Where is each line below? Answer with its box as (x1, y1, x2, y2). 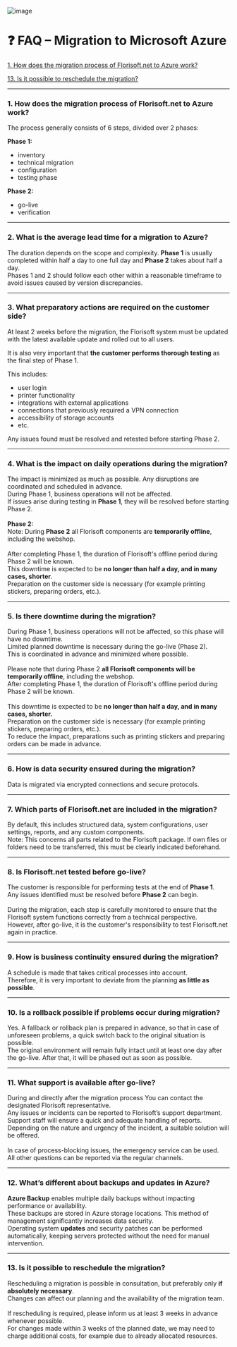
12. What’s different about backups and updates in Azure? (7, 1178, 210, 1188)
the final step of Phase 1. (7, 356, 79, 365)
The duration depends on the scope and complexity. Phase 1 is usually (7, 248, 213, 257)
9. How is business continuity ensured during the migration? (7, 952, 219, 962)
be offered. (7, 1131, 40, 1140)
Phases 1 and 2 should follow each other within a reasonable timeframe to (7, 271, 222, 279)
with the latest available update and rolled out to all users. (7, 335, 175, 343)
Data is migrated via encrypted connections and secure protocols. (7, 780, 200, 788)
